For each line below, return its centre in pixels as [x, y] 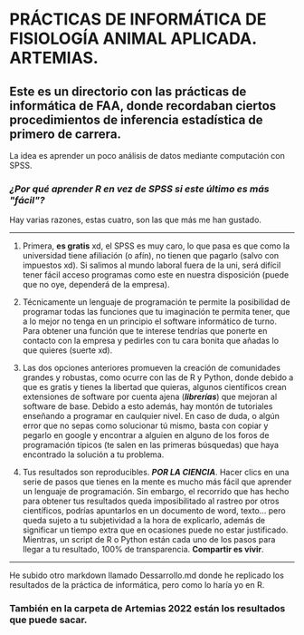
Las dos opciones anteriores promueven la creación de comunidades [151, 368]
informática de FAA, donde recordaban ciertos [143, 106]
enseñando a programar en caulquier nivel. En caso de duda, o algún [151, 416]
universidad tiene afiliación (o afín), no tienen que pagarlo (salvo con [151, 256]
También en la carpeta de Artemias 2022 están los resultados [147, 609]
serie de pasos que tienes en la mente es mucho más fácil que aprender [157, 482]
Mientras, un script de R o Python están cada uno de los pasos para [149, 540]
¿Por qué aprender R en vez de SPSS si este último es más [139, 189]
